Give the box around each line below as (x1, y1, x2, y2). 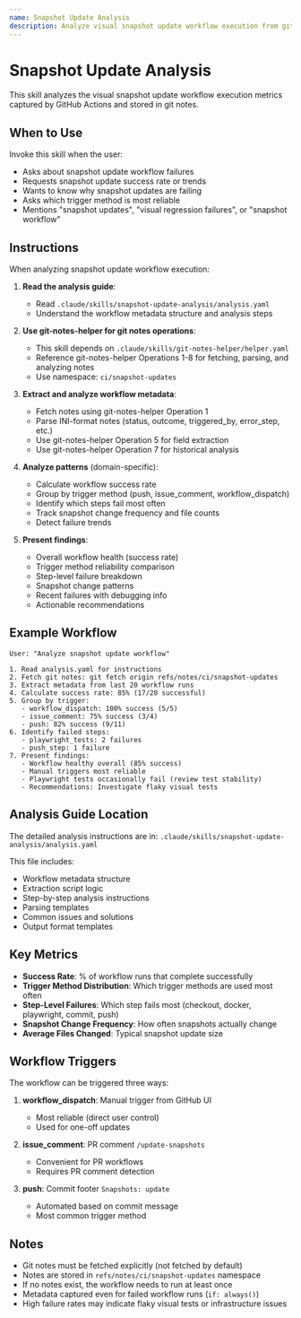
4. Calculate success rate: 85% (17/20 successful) (9, 688, 206, 698)
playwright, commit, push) (21, 1009, 119, 1019)
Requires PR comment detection (35, 1166, 155, 1177)
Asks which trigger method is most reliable (21, 195, 181, 206)
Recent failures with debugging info (35, 590, 168, 601)
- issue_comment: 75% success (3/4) (21, 712, 159, 721)
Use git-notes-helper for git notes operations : (21, 325, 196, 336)
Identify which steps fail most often (35, 499, 166, 509)
